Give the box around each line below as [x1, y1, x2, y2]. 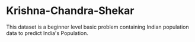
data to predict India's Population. [6, 29, 89, 36]
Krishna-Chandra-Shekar [6, 4, 135, 17]
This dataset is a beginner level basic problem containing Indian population [6, 23, 189, 30]
